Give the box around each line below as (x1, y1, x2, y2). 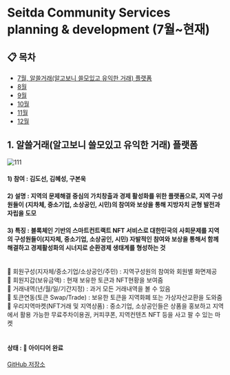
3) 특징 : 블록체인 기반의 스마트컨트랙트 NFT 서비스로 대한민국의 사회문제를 (7, 226, 207, 234)
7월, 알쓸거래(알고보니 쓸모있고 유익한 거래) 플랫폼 (17, 74, 153, 82)
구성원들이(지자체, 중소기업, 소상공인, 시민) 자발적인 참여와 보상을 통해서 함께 (14, 235, 219, 243)
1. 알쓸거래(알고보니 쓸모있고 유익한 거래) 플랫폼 (7, 140, 198, 151)
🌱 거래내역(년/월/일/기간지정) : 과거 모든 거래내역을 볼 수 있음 (7, 285, 171, 293)
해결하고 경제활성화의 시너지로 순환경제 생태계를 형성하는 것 (7, 243, 166, 251)
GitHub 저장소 (7, 360, 46, 369)
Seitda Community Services (7, 5, 171, 21)
